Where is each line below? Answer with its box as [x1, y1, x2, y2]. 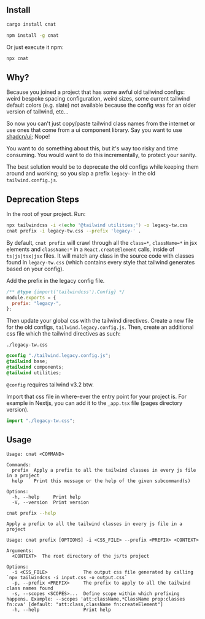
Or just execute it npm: [6, 43, 64, 51]
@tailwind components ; [6, 364, 64, 371]
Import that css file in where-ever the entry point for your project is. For [6, 393, 187, 400]
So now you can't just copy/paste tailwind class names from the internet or [6, 120, 196, 128]
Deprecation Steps [6, 194, 80, 204]
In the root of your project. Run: [6, 210, 86, 218]
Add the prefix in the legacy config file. [6, 277, 105, 284]
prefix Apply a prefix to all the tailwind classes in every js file [12, 467, 196, 473]
